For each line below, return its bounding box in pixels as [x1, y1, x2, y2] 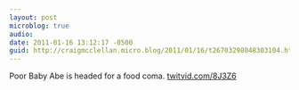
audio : [9, 29, 34, 38]
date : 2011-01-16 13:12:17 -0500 [9, 37, 133, 47]
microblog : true [9, 21, 69, 30]
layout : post [9, 12, 58, 22]
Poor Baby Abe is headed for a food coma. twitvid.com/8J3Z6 [9, 70, 238, 81]
